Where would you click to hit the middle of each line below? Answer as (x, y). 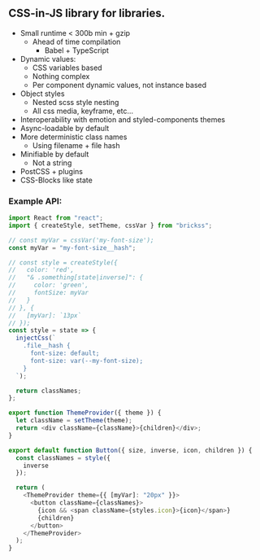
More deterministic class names (74, 137)
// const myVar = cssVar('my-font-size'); (81, 240)
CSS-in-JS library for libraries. (87, 13)
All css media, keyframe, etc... (83, 111)
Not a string (52, 163)
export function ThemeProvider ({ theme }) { (85, 413)
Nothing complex (61, 76)
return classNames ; (49, 391)
